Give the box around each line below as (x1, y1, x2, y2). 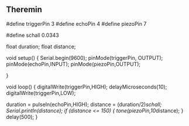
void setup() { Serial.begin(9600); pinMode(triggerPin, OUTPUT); (6, 54, 163, 61)
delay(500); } (6, 113, 38, 120)
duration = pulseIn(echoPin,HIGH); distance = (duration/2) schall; (6, 101, 162, 108)
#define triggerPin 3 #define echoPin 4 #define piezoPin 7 (6, 20, 147, 27)
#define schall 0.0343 (6, 32, 60, 39)
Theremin (6, 5, 43, 15)
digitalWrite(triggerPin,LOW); (6, 89, 76, 96)
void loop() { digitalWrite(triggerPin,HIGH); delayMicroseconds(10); (6, 83, 167, 90)
